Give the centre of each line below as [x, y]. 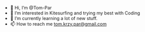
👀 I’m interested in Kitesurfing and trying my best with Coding [75, 13]
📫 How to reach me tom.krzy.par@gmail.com [58, 24]
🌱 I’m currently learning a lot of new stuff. [54, 18]
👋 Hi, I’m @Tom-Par [31, 8]
